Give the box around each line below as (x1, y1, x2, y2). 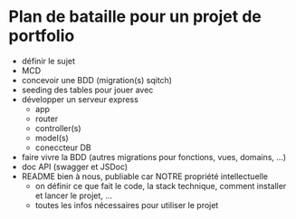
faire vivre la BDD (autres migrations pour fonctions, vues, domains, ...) (21, 151, 287, 162)
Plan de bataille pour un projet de (8, 6, 262, 27)
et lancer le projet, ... (34, 190, 112, 201)
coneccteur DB (34, 142, 91, 153)
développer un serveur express (21, 93, 139, 105)
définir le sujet (21, 55, 76, 66)
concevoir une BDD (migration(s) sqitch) (21, 74, 173, 85)
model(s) (34, 132, 69, 143)
